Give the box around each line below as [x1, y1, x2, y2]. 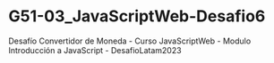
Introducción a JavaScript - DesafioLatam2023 [8, 44, 182, 55]
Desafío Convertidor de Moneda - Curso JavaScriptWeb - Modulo [8, 35, 252, 46]
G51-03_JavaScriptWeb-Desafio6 [8, 6, 266, 27]
